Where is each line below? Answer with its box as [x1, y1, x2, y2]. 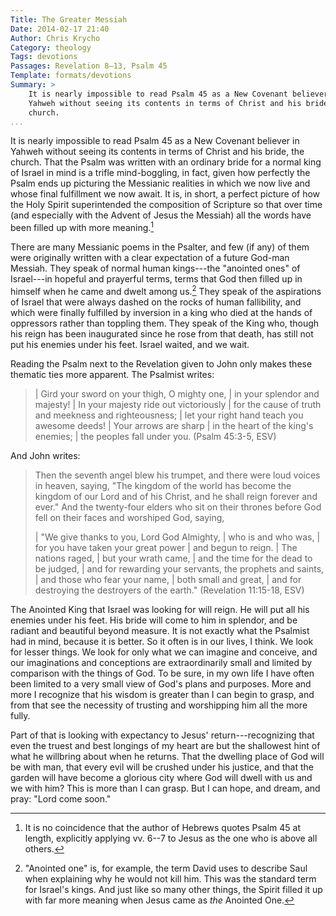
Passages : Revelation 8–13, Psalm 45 [10, 61, 168, 71]
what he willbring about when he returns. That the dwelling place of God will [10, 750, 325, 762]
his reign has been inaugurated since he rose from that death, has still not [10, 327, 314, 340]
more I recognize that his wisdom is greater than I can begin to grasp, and [10, 688, 315, 700]
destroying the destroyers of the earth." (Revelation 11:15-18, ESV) [34, 584, 305, 596]
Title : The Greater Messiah [10, 14, 128, 25]
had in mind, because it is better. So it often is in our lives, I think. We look [10, 635, 314, 647]
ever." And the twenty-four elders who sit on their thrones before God [34, 501, 322, 513]
